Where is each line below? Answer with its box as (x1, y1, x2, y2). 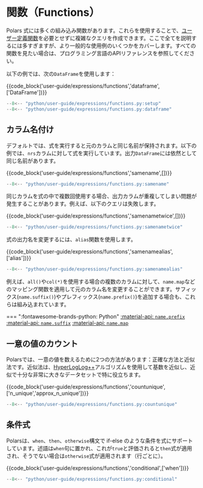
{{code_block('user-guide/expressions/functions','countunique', (6, 383, 165, 390)
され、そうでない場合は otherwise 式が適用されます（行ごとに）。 (6, 452, 167, 459)
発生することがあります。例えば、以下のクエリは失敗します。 (6, 200, 159, 207)
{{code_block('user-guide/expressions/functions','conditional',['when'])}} (6, 464, 189, 472)
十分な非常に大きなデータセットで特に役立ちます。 (16, 371, 144, 378)
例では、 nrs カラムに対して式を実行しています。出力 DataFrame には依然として (6, 149, 197, 157)
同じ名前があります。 (6, 157, 59, 164)
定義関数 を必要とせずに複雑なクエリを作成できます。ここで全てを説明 (16, 34, 192, 41)
